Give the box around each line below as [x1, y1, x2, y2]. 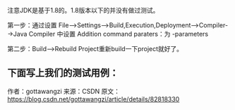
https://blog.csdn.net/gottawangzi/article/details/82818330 [7, 95, 180, 103]
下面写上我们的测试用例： [7, 67, 119, 79]
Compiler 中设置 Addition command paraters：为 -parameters [28, 30, 209, 38]
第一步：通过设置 [7, 21, 57, 29]
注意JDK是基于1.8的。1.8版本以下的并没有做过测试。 [7, 6, 159, 14]
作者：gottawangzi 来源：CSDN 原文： [7, 87, 121, 95]
